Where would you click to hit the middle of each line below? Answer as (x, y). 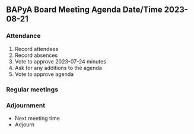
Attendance (23, 36)
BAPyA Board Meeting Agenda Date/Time (85, 10)
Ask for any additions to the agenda (58, 68)
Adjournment (26, 105)
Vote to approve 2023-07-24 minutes (61, 61)
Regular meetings (32, 90)
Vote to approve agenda (44, 74)
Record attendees (36, 49)
